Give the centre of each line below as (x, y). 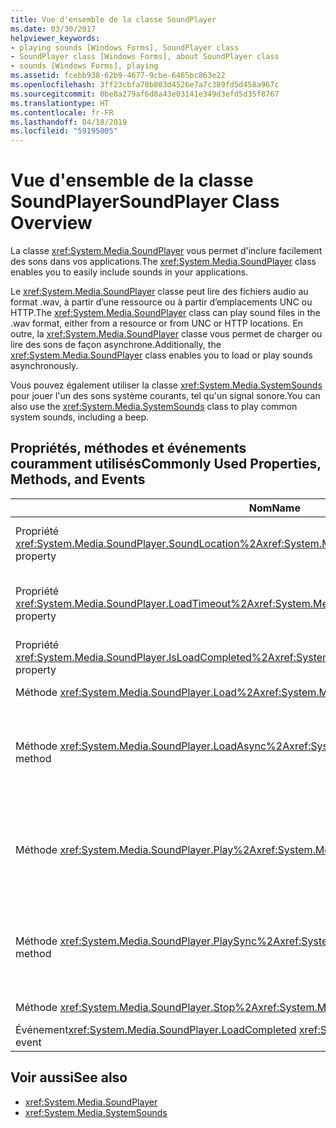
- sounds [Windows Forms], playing (84, 66)
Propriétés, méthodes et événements (128, 448)
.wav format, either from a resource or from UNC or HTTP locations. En (157, 323)
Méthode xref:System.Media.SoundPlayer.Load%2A (138, 692)
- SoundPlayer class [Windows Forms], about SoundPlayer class (145, 57)
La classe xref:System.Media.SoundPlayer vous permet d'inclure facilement (166, 251)
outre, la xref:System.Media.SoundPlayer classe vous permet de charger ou (166, 334)
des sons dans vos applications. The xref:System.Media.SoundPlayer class (163, 262)
